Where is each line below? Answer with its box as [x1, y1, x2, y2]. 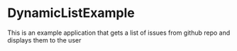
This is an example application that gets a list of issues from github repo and [7, 28, 231, 37]
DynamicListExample [7, 5, 135, 21]
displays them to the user [7, 35, 82, 44]
